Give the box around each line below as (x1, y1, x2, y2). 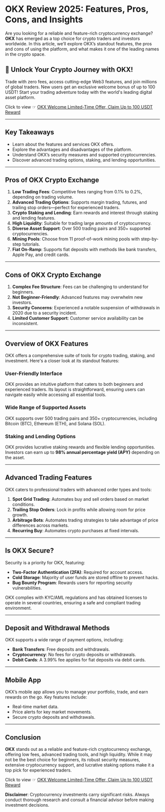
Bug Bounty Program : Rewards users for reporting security (12, 580, 133, 586)
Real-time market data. (12, 704, 59, 710)
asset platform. (5, 94, 36, 100)
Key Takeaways (5, 128, 55, 137)
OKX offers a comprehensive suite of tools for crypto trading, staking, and (5, 353, 155, 358)
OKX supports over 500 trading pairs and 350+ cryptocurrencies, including (5, 415, 157, 421)
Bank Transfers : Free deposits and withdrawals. (12, 646, 110, 652)
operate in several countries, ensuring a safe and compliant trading (5, 599, 141, 605)
